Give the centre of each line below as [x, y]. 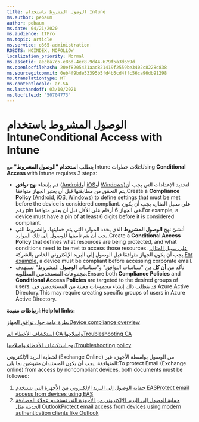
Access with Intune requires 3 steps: [52, 173]
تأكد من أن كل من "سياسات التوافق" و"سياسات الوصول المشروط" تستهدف [99, 267]
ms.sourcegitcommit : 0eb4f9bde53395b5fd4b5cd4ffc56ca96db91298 [87, 73]
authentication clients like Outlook [57, 412]
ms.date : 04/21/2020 [32, 28]
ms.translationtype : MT [36, 78]
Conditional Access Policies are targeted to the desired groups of [97, 280]
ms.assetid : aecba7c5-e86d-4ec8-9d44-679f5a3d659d [71, 62]
